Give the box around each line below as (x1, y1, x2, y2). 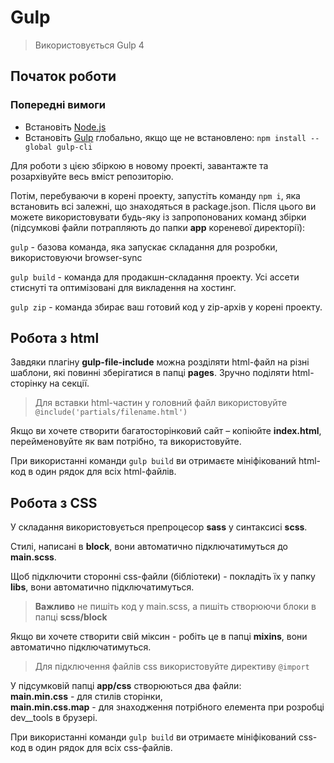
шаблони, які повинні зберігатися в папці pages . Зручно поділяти (10, 367, 290, 379)
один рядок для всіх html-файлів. (35, 466, 177, 478)
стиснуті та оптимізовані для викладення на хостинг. (10, 281, 237, 293)
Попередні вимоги (10, 98, 107, 112)
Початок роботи (10, 68, 117, 85)
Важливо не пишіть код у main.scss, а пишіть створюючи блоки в (34, 601, 317, 613)
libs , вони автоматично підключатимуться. (10, 581, 195, 593)
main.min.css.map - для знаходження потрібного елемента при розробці (10, 701, 325, 713)
